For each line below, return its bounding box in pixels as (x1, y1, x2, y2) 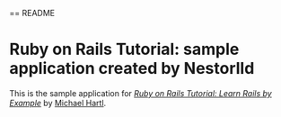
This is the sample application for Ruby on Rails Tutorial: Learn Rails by (9, 87, 272, 98)
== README (9, 8, 56, 18)
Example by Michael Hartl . (9, 97, 107, 108)
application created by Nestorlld (9, 58, 255, 79)
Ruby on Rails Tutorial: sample (9, 40, 240, 59)
